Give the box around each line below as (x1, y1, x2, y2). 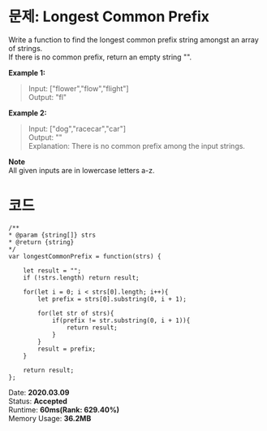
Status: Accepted (8, 396, 67, 406)
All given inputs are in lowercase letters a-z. (8, 165, 156, 175)
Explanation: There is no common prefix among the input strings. (28, 141, 246, 150)
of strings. (8, 43, 43, 53)
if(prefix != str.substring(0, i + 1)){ (51, 316, 191, 324)
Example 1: (8, 67, 46, 77)
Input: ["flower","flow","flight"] (28, 83, 129, 94)
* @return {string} (8, 237, 75, 246)
